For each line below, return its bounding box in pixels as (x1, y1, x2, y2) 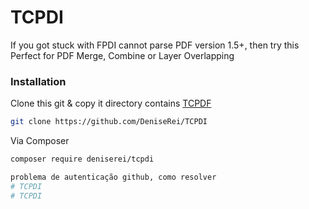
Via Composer (10, 135, 70, 147)
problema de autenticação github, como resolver (10, 172, 217, 182)
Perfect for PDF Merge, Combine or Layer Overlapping (10, 49, 235, 61)
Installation (10, 74, 67, 88)
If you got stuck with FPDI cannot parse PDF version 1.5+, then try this (10, 39, 300, 51)
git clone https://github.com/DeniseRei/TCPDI (10, 117, 208, 127)
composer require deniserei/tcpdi (10, 154, 155, 165)
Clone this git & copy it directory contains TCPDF (10, 97, 212, 110)
